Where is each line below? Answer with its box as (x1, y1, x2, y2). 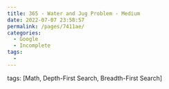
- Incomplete (13, 42, 51, 49)
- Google (13, 36, 39, 43)
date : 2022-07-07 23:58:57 (7, 17, 85, 23)
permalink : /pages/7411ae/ (7, 23, 85, 30)
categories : (7, 29, 41, 37)
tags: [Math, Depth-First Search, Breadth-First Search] (7, 74, 163, 82)
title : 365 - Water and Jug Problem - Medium (7, 10, 140, 17)
